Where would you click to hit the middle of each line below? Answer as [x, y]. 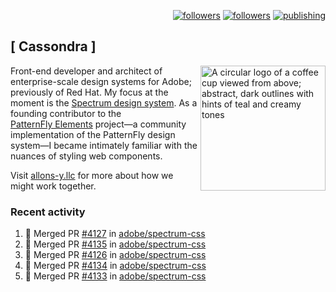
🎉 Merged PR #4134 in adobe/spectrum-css [115, 266]
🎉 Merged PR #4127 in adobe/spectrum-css [115, 234]
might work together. [53, 186]
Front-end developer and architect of [86, 71]
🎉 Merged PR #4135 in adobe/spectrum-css [115, 244]
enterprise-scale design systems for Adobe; [101, 81]
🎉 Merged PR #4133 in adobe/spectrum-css [115, 276]
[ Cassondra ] [53, 46]
